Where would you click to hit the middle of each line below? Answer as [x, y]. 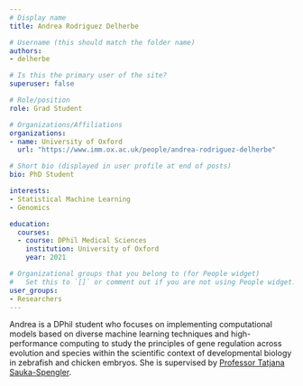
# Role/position [40, 100]
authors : [26, 51]
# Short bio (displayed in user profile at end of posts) [120, 166]
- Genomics [30, 207]
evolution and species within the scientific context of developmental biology [151, 354]
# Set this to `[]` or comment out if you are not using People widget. [153, 282]
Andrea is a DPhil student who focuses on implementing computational [141, 325]
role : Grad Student [46, 108]
